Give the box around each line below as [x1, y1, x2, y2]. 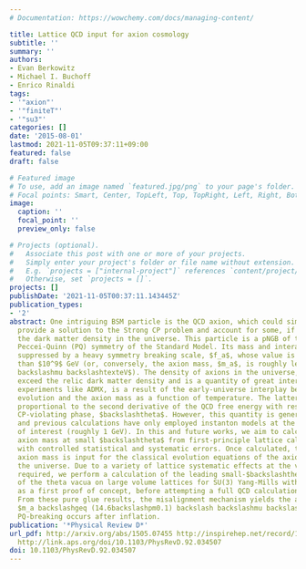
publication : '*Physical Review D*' [9, 521, 148, 530]
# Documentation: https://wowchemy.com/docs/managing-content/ [9, 13, 255, 23]
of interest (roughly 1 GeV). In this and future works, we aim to [17, 428, 280, 437]
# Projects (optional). [9, 241, 100, 250]
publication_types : [9, 300, 84, 309]
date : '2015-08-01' [9, 131, 84, 141]
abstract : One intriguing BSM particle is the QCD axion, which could [9, 316, 283, 326]
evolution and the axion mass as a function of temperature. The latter [17, 393, 300, 402]
